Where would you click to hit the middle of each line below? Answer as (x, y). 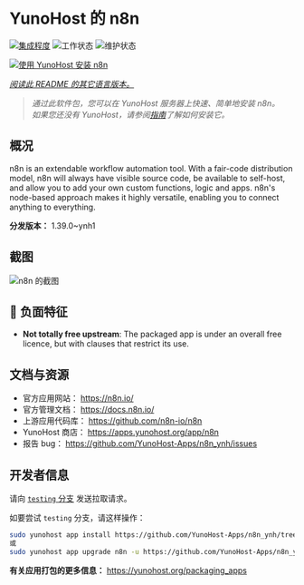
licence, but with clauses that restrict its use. (106, 344)
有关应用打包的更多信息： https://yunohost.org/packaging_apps (128, 570)
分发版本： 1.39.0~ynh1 (52, 225)
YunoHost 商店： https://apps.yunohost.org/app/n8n (121, 433)
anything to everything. (53, 207)
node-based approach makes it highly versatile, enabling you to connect (144, 197)
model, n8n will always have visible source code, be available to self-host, (147, 178)
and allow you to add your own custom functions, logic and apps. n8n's (142, 188)
